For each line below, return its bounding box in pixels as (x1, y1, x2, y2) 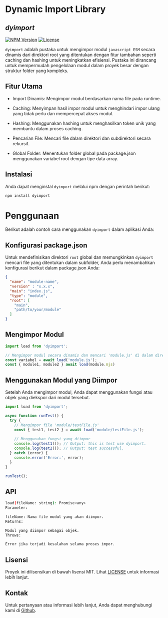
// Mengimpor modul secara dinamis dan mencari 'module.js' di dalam (5, 353, 153, 358)
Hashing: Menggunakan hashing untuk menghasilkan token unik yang (12, 120, 156, 126)
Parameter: (5, 505, 28, 510)
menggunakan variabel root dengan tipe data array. (12, 155, 118, 161)
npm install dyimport (5, 193, 50, 198)
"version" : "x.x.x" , (9, 284, 55, 289)
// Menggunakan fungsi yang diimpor (14, 437, 91, 442)
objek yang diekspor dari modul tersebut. (5, 395, 90, 401)
